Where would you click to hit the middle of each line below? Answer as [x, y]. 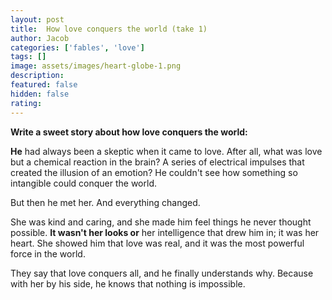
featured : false [44, 85]
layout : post [37, 19]
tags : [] [28, 57]
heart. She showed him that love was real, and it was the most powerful [157, 243]
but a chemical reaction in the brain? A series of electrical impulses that [157, 162]
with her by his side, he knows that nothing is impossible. [128, 283]
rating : [26, 103]
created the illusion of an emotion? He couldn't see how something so [154, 172]
